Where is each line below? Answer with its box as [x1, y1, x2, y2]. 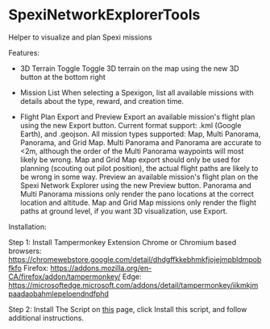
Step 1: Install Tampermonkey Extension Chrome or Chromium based [8, 237, 237, 247]
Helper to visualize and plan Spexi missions [8, 32, 152, 42]
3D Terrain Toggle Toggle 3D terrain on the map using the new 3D [19, 63, 239, 73]
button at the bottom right [19, 72, 106, 81]
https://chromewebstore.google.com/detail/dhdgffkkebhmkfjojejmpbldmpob [8, 254, 262, 264]
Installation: [8, 222, 47, 231]
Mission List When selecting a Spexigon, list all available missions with [19, 87, 254, 98]
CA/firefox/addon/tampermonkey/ [8, 272, 121, 281]
